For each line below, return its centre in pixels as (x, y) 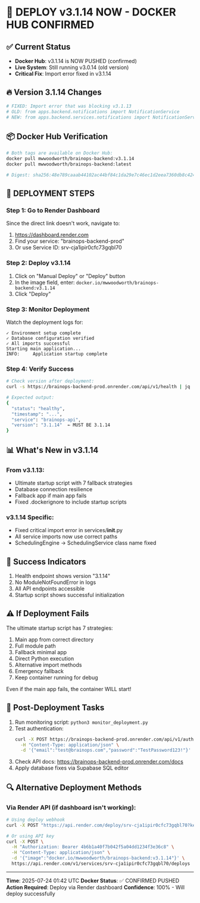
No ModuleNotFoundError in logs (55, 582)
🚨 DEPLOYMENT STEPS (51, 194)
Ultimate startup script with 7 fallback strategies (74, 483)
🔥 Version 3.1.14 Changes (54, 93)
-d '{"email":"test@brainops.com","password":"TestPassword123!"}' (106, 750)
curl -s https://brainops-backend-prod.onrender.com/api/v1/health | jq (98, 387)
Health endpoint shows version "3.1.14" (62, 576)
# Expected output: (30, 398)
